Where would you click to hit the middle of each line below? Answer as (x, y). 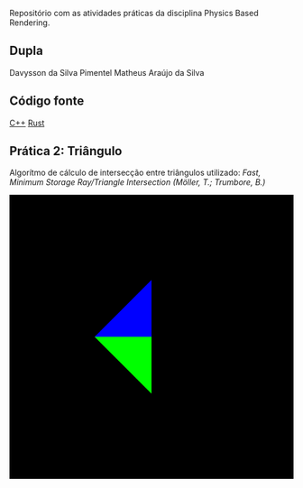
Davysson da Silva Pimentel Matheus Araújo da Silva (107, 72)
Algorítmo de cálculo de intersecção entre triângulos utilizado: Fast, (135, 173)
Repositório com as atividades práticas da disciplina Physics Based (134, 13)
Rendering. (30, 23)
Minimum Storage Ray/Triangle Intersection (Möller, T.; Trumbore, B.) (138, 182)
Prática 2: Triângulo (66, 151)
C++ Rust (27, 123)
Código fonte (47, 101)
